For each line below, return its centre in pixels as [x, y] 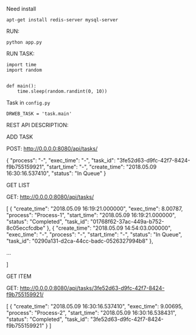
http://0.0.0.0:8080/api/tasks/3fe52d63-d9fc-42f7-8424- [92, 288]
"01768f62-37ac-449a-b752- [127, 222]
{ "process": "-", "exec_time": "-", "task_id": [61, 160]
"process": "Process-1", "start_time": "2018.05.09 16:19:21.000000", [91, 215]
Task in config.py [28, 102]
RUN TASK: [20, 54]
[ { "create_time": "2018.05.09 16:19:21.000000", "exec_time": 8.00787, [95, 209]
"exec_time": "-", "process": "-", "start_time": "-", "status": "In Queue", [94, 234]
